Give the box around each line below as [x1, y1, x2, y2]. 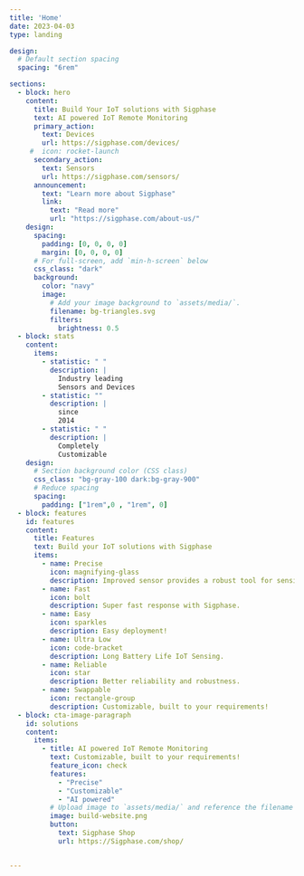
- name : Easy [42, 610, 91, 619]
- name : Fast [42, 585, 91, 594]
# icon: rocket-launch [29, 147, 119, 157]
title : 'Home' [9, 13, 63, 23]
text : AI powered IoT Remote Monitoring [33, 113, 188, 122]
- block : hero [17, 88, 71, 97]
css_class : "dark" [33, 264, 103, 274]
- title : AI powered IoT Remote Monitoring [42, 744, 208, 754]
